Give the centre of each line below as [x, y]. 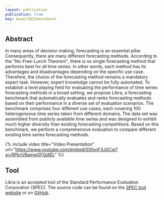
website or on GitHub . [27, 193]
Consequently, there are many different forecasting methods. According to [81, 56]
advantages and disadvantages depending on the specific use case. [75, 72]
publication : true [24, 14]
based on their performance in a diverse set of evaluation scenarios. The [80, 103]
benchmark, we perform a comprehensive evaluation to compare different [81, 129]
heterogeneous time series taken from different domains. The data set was [81, 114]
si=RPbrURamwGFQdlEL [30, 155]
